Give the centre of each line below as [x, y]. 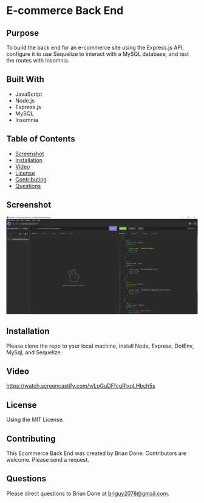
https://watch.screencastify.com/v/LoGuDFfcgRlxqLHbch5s [81, 386]
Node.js [25, 100]
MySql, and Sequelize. [34, 352]
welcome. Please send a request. [48, 460]
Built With [25, 79]
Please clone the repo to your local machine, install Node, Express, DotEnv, [100, 346]
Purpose [23, 33]
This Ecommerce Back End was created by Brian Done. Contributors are [97, 453]
